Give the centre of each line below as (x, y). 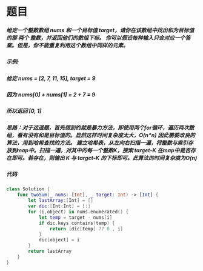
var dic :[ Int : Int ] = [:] (59, 206)
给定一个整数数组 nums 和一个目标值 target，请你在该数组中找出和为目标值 (100, 30)
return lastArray (50, 252)
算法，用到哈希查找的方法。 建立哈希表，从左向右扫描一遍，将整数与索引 (97, 142)
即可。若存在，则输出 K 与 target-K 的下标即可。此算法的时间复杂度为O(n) (104, 158)
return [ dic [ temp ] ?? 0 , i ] (86, 229)
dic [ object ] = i (59, 240)
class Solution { (28, 189)
